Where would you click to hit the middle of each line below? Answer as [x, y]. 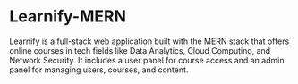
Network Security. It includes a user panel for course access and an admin [147, 60]
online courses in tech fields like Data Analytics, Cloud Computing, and [140, 50]
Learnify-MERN [68, 17]
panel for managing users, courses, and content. [99, 70]
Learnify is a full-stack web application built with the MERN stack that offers [149, 41]
